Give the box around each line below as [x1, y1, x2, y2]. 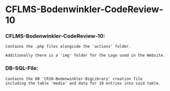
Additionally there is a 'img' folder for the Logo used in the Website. [5, 53, 166, 58]
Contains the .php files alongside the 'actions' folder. [5, 44, 131, 49]
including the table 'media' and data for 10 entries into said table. [5, 80, 161, 86]
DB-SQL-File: [5, 65, 39, 72]
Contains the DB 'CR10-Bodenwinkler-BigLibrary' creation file [5, 76, 143, 81]
